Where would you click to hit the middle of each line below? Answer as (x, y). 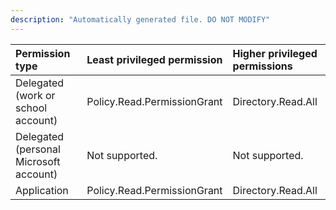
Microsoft (38, 161)
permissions (262, 66)
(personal (38, 149)
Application (42, 190)
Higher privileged (275, 53)
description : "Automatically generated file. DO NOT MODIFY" (140, 19)
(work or (35, 95)
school (31, 108)
